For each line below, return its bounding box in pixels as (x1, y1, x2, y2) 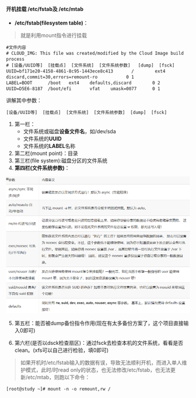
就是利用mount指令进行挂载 (20, 32, 87, 39)
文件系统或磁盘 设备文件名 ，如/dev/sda (23, 128, 117, 135)
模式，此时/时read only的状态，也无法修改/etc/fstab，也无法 (25, 366, 171, 373)
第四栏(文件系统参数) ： (14, 164, 70, 172)
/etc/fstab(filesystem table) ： (14, 19, 89, 26)
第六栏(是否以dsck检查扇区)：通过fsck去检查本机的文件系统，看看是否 (14, 340, 184, 347)
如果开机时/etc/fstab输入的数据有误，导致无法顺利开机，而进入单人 (20, 359, 182, 366)
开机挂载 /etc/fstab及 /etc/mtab (6, 5, 83, 12)
